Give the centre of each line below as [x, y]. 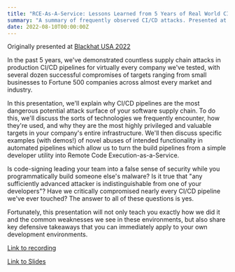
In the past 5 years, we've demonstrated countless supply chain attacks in [114, 60]
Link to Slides [27, 262]
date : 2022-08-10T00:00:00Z [48, 27]
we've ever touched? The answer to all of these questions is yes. [101, 199]
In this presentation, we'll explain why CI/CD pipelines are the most [104, 103]
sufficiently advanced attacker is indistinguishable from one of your [104, 184]
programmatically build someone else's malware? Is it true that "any [105, 176]
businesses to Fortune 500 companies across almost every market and [109, 83]
